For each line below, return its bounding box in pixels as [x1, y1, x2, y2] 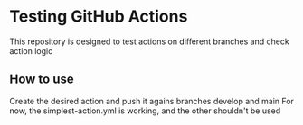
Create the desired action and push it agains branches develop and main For [9, 95, 294, 106]
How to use [9, 72, 74, 87]
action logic [9, 45, 53, 56]
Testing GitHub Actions [9, 6, 188, 27]
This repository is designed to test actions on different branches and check [9, 36, 289, 47]
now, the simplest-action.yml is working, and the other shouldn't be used [9, 105, 281, 116]
